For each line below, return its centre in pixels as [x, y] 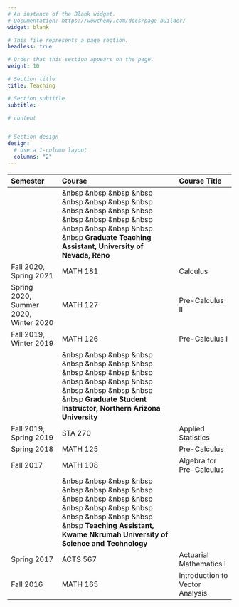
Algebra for [198, 460]
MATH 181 [80, 271]
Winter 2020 [32, 322]
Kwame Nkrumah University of [115, 534]
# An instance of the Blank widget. [62, 14]
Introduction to [203, 575]
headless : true [30, 47]
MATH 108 [80, 465]
